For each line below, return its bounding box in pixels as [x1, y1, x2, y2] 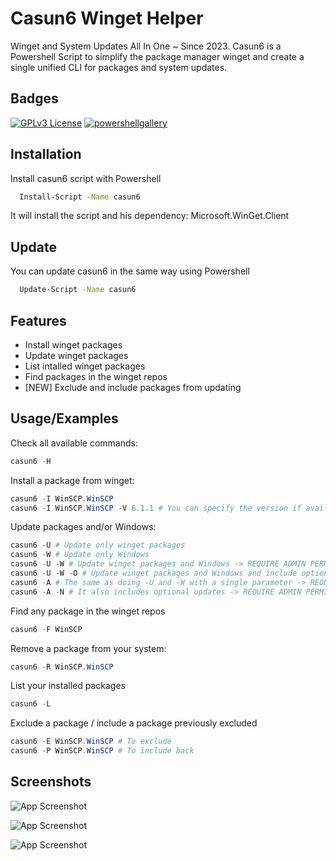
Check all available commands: [10, 437, 138, 449]
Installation [10, 146, 82, 163]
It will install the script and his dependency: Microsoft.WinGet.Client [10, 210, 290, 222]
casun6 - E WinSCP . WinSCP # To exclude [10, 737, 172, 747]
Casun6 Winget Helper [10, 7, 204, 30]
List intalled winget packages [24, 360, 146, 372]
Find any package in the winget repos [10, 605, 166, 617]
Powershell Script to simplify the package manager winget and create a [10, 50, 305, 62]
